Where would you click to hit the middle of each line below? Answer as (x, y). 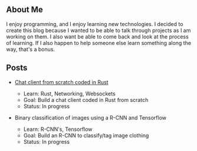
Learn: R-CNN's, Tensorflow (58, 129)
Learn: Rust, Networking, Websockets (70, 94)
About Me (24, 10)
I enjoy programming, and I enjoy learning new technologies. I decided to (95, 24)
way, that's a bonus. (30, 49)
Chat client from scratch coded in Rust (61, 82)
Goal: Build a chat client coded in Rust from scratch (86, 99)
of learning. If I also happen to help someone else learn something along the (99, 43)
